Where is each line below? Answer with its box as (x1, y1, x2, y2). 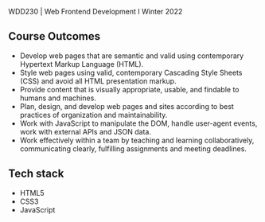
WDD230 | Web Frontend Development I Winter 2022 (8, 7, 183, 16)
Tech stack (8, 167, 64, 181)
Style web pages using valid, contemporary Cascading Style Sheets (19, 68, 243, 77)
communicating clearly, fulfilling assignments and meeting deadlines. (19, 143, 247, 154)
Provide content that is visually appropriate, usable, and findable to (19, 84, 240, 94)
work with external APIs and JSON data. (19, 127, 151, 136)
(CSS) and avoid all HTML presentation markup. (19, 76, 177, 86)
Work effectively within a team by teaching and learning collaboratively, (19, 135, 255, 145)
